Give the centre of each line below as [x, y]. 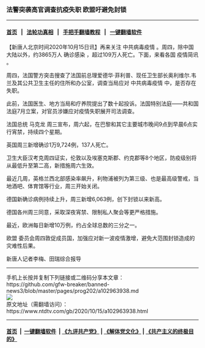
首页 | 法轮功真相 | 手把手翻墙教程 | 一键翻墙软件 [74, 32]
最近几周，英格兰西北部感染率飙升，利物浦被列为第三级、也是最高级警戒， [100, 178]
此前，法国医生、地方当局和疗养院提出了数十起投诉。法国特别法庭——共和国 [103, 103]
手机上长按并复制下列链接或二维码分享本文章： [65, 277]
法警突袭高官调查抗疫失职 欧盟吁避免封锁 [67, 9]
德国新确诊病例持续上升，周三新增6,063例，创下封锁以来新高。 [86, 199]
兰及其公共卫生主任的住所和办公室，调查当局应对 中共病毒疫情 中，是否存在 [101, 83]
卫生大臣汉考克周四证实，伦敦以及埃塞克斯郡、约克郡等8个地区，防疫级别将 [102, 158]
